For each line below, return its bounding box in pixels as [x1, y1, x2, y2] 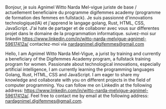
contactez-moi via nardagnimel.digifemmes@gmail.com [29, 41, 145, 47]
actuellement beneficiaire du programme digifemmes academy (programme [5, 9, 161, 15]
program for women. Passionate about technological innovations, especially [5, 61, 161, 67]
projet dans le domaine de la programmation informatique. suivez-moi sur [5, 31, 157, 36]
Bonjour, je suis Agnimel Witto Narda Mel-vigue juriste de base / [5, 4, 137, 10]
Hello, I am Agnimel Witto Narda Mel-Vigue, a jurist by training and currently [5, 51, 161, 56]
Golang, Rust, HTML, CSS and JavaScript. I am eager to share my [5, 72, 140, 77]
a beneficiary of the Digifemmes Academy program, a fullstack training [5, 56, 151, 61]
